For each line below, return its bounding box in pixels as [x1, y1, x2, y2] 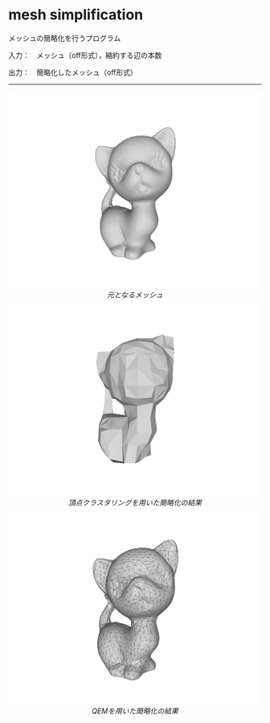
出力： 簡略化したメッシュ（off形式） [8, 67, 138, 77]
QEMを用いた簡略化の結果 [92, 706, 178, 716]
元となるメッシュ [107, 290, 163, 300]
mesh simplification [8, 6, 144, 24]
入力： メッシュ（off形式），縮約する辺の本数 [8, 50, 162, 60]
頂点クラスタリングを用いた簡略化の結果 [67, 498, 202, 508]
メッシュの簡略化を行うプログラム [8, 33, 121, 43]
